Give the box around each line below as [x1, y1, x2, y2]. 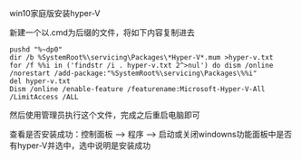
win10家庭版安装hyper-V [9, 8, 101, 18]
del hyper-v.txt [9, 77, 71, 86]
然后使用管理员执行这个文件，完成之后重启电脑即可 [9, 109, 200, 120]
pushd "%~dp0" [9, 45, 63, 54]
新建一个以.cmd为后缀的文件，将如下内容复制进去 [9, 27, 195, 38]
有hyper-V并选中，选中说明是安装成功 [9, 140, 151, 151]
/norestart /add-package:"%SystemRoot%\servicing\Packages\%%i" [9, 69, 257, 78]
